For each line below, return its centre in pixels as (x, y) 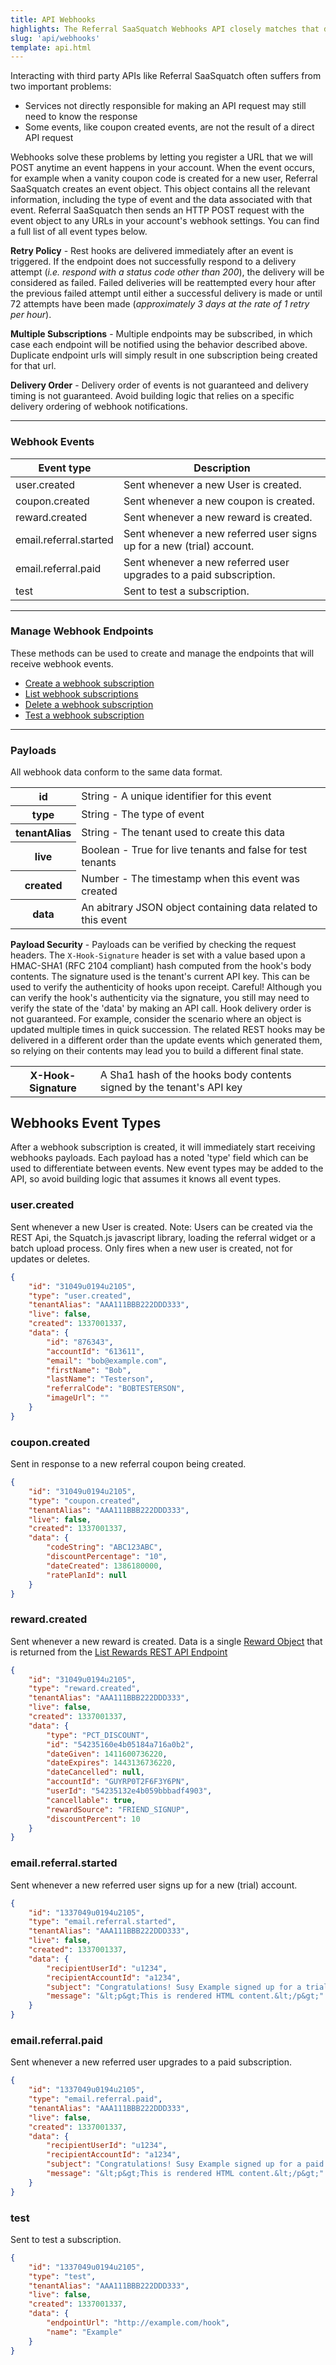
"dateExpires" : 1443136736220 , (111, 1763)
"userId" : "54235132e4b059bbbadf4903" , (129, 1791)
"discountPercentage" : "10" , (107, 1557)
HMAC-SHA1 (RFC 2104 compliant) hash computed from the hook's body (161, 965)
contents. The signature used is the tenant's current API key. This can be (160, 976)
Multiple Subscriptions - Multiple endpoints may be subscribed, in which (161, 334)
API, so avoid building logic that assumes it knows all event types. (146, 1179)
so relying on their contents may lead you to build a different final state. (157, 1050)
